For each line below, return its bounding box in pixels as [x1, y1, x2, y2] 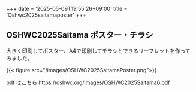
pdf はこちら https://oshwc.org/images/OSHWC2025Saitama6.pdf [6, 79, 170, 86]
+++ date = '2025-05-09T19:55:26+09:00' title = [6, 5, 128, 12]
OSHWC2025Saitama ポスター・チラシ [6, 30, 153, 41]
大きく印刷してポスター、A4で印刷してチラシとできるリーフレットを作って [6, 47, 191, 54]
